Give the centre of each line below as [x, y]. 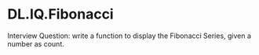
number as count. [36, 43]
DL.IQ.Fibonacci [61, 14]
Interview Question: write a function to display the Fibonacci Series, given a [129, 36]
